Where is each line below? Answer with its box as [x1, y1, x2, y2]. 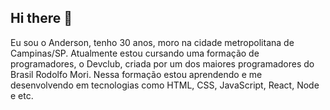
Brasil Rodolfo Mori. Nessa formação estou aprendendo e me [10, 68, 263, 80]
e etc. [10, 89, 34, 101]
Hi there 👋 [10, 10, 73, 27]
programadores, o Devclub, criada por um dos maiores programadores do [10, 57, 315, 70]
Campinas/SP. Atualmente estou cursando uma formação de [10, 47, 260, 59]
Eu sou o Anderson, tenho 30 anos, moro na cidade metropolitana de [10, 36, 295, 48]
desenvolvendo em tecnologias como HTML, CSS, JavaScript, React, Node [10, 79, 320, 91]
